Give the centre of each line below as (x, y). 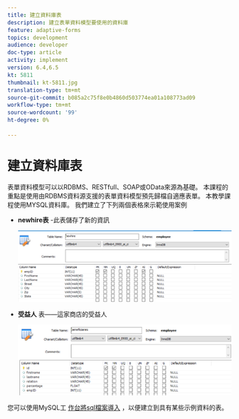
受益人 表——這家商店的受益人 (62, 314)
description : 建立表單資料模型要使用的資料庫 (68, 22)
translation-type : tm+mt (44, 90)
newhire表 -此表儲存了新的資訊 (64, 220)
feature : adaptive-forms (44, 30)
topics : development (38, 38)
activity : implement (38, 60)
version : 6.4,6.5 (33, 68)
